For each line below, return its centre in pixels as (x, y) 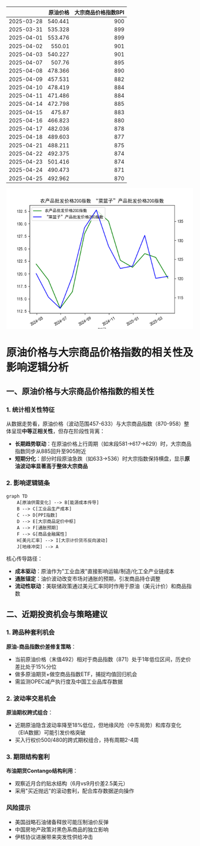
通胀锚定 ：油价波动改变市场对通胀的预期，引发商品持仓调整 (88, 579)
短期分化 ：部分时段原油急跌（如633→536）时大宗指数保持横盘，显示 (100, 458)
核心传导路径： (24, 559)
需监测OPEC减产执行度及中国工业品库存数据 (69, 681)
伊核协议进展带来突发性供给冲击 (54, 836)
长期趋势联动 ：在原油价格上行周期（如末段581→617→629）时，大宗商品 (103, 444)
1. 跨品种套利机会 (31, 633)
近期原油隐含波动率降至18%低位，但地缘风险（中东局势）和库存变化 (98, 725)
